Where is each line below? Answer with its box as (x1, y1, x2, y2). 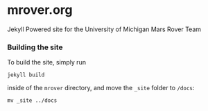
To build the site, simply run (7, 58, 87, 67)
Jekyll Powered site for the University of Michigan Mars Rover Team (7, 25, 202, 33)
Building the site (7, 42, 64, 52)
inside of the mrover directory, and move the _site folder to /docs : (7, 84, 195, 92)
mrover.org (7, 2, 73, 18)
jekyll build (7, 71, 45, 78)
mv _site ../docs (7, 97, 58, 104)
